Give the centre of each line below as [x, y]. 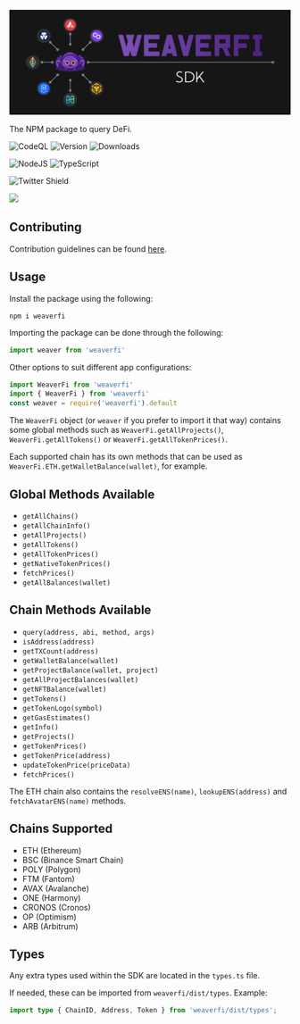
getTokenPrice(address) [67, 755]
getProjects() [48, 737]
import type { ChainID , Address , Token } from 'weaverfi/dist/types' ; [143, 1011]
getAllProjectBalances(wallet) [80, 679]
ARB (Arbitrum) [50, 926]
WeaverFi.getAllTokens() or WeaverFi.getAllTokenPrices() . [118, 439]
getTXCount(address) [60, 651]
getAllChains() [50, 516]
